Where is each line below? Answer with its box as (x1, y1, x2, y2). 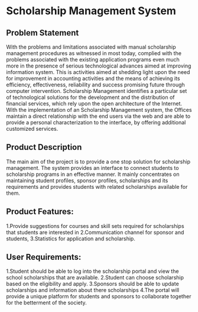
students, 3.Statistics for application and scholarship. (6, 235, 136, 242)
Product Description (6, 142, 82, 152)
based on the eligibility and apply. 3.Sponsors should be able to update (6, 280, 179, 288)
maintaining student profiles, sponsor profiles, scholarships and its (6, 176, 168, 184)
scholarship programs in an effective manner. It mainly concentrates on (6, 171, 180, 178)
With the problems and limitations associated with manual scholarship (6, 43, 176, 50)
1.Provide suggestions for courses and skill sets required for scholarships (6, 222, 184, 229)
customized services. (6, 126, 59, 132)
